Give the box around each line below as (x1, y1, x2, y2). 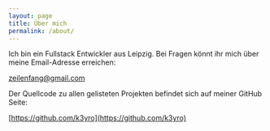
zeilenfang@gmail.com (8, 74, 85, 83)
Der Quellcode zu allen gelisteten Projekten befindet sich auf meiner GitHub (8, 89, 263, 99)
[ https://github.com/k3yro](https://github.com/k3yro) (8, 113, 187, 123)
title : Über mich (8, 19, 67, 27)
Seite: (8, 98, 28, 108)
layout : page (8, 11, 53, 20)
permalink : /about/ (8, 27, 75, 35)
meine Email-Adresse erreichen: (8, 57, 116, 67)
